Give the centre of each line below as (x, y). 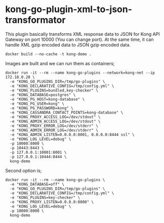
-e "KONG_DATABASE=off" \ (37, 184)
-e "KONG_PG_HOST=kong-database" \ (47, 99)
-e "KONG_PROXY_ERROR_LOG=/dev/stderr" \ (54, 126)
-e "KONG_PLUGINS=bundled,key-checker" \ (54, 90)
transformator (35, 20)
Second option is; (24, 170)
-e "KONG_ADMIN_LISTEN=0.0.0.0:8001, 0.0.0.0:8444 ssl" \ (72, 135)
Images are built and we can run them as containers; (60, 63)
